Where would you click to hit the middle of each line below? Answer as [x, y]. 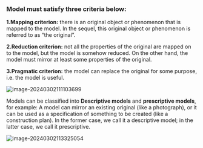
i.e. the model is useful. [35, 78]
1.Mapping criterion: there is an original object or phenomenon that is [94, 22]
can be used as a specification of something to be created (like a [87, 114]
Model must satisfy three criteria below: [66, 9]
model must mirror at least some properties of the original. [79, 60]
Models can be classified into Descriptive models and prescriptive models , [101, 101]
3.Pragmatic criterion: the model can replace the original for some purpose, [101, 71]
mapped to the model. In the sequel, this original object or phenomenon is [98, 28]
